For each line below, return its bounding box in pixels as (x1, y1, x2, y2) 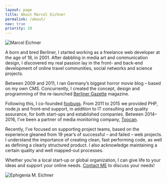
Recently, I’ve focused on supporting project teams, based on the (5, 126, 140, 132)
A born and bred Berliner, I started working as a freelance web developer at (5, 49, 161, 55)
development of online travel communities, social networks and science (5, 65, 153, 71)
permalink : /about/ (5, 16, 46, 21)
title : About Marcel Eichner (5, 12, 66, 17)
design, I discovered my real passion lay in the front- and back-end (5, 60, 143, 66)
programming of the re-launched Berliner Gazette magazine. (5, 91, 130, 97)
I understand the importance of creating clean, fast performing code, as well (5, 137, 162, 143)
